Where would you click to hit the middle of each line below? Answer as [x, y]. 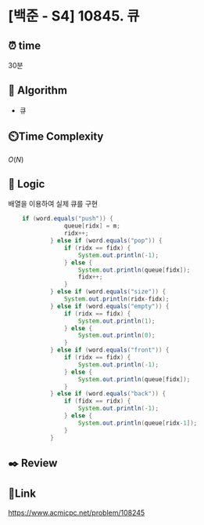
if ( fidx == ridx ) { [97, 401]
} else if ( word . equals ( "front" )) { [109, 350]
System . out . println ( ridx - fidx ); [116, 299]
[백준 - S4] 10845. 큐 [74, 16]
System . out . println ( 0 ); [116, 335]
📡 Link [22, 494]
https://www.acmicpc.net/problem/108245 [77, 512]
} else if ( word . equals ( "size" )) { [108, 292]
